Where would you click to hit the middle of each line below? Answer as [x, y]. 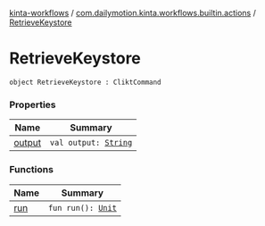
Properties [33, 105]
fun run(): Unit [83, 208]
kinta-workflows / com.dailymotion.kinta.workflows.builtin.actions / [132, 13]
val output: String [91, 143]
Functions [31, 170]
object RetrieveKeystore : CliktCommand [86, 82]
